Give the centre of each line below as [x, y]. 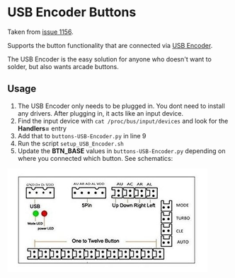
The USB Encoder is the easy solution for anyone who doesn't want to [110, 59]
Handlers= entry [42, 128]
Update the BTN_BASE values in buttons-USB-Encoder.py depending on [121, 151]
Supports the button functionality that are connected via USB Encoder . [110, 45]
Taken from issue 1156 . [40, 32]
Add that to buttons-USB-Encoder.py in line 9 [82, 135]
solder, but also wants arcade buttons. [63, 66]
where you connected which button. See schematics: [95, 158]
